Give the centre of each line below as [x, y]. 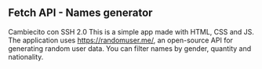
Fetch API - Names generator [80, 13]
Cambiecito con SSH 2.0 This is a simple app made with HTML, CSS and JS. [131, 31]
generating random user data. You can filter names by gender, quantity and [130, 48]
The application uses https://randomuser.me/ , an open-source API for [121, 40]
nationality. [26, 56]
